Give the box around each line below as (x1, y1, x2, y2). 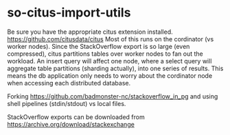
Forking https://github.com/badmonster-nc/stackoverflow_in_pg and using (7, 92, 218, 101)
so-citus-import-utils (7, 5, 131, 21)
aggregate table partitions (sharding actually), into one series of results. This (7, 64, 224, 72)
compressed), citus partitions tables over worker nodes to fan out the (7, 50, 204, 58)
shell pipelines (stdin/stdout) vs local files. (7, 99, 126, 107)
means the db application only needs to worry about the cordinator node (7, 71, 213, 80)
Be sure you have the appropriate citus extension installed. (7, 28, 173, 36)
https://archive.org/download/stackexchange (7, 120, 135, 128)
